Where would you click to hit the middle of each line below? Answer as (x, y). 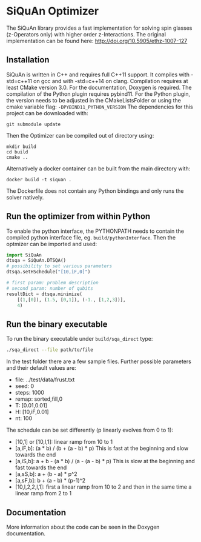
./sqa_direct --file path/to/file (50, 350)
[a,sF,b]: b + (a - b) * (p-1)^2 (50, 481)
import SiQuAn (24, 255)
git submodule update (34, 124)
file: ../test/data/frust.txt (45, 380)
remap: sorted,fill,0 (39, 399)
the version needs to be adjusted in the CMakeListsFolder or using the (94, 100)
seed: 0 (25, 386)
